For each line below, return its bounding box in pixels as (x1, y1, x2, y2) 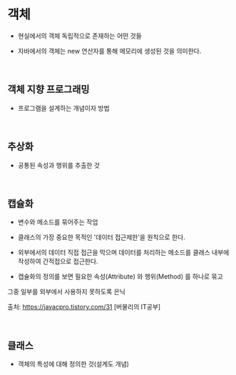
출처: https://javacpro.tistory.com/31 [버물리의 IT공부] (7, 303, 161, 311)
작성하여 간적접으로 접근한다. (17, 257, 98, 266)
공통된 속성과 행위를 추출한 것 (17, 161, 100, 169)
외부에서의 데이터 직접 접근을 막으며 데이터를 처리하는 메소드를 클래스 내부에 (17, 248, 230, 257)
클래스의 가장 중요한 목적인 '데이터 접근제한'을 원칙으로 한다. (17, 233, 185, 241)
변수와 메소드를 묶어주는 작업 (17, 218, 98, 226)
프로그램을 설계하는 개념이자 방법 (17, 104, 110, 112)
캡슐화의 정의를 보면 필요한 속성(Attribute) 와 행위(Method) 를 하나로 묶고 (17, 272, 223, 281)
